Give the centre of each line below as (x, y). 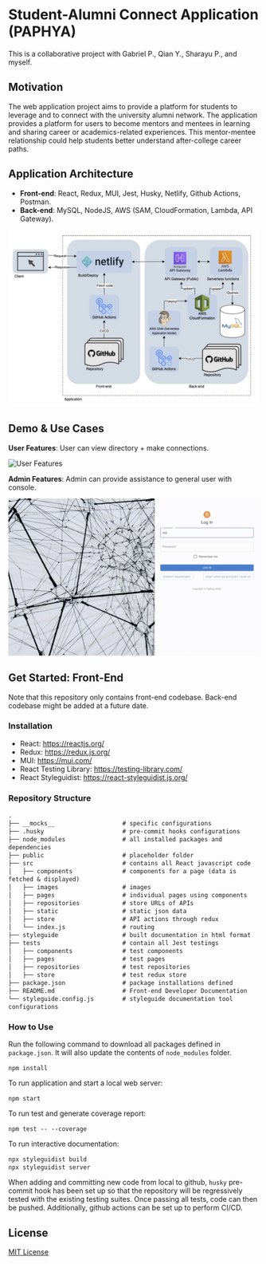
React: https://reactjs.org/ (62, 743)
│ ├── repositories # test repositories (100, 967)
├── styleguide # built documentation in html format (129, 935)
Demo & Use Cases (57, 429)
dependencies (30, 848)
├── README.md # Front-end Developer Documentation (128, 991)
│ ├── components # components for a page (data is (123, 872)
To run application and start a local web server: (86, 1083)
